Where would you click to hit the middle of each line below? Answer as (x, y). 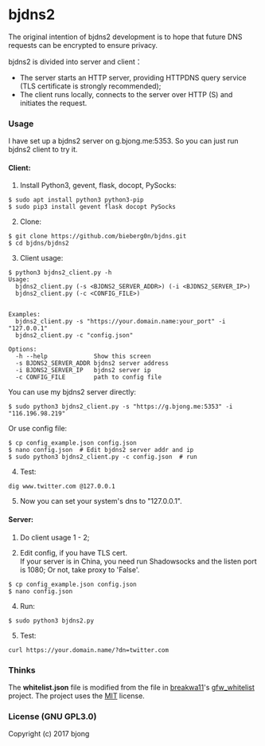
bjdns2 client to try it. (43, 150)
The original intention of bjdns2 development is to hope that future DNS (125, 37)
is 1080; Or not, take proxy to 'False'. (80, 569)
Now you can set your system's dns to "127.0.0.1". (101, 501)
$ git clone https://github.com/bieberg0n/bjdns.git (97, 237)
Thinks (22, 669)
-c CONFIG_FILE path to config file (88, 377)
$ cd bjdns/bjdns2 (39, 243)
